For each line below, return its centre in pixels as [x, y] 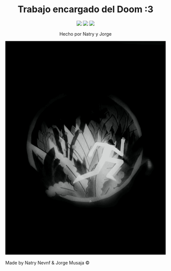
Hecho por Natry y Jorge [85, 34]
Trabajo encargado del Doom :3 [85, 9]
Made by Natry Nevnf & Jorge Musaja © [48, 262]
